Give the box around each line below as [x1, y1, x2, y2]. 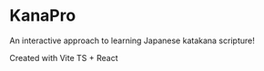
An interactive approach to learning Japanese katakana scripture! [9, 35, 255, 46]
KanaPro [9, 5, 76, 26]
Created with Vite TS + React [9, 52, 118, 63]
